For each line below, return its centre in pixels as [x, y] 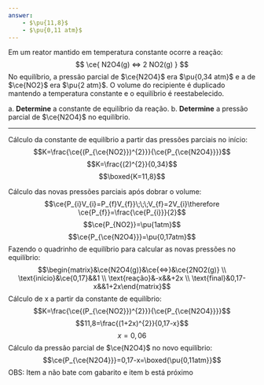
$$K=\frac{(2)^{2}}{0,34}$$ [132, 164]
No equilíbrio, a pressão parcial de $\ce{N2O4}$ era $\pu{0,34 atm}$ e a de [132, 77]
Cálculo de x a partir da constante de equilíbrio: [85, 299]
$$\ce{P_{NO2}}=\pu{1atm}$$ [132, 225]
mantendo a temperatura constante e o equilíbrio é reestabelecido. [116, 93]
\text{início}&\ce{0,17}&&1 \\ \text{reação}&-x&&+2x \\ [104, 278]
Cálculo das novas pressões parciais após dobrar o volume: [105, 192]
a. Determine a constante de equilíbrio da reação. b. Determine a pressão [128, 109]
